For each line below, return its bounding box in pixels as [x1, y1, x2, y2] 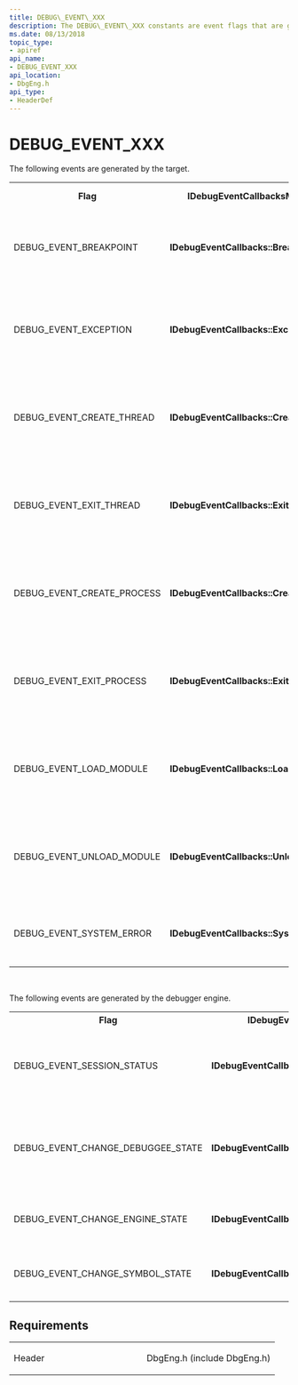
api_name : [9, 54, 46, 63]
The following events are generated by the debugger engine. [9, 993, 231, 1003]
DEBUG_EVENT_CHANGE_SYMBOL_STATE [13, 1268, 192, 1280]
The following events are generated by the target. [9, 164, 191, 174]
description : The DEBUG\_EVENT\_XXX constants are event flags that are [9, 21, 284, 30]
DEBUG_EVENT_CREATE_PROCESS [13, 587, 161, 600]
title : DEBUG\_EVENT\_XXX [9, 12, 105, 22]
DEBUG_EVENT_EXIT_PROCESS [13, 675, 147, 688]
